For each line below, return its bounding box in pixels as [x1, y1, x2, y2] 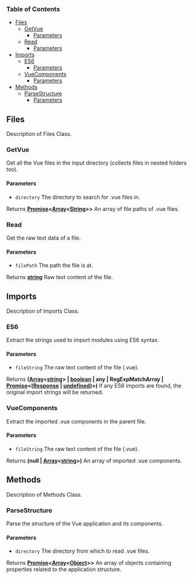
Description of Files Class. [6, 130, 72, 138]
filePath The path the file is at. [15, 261, 93, 269]
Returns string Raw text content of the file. [6, 274, 113, 281]
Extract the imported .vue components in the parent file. [6, 417, 147, 425]
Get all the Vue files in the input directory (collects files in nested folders [6, 159, 187, 166]
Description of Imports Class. [6, 307, 80, 314]
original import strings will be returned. [6, 389, 104, 396]
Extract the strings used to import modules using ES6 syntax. [6, 336, 160, 344]
